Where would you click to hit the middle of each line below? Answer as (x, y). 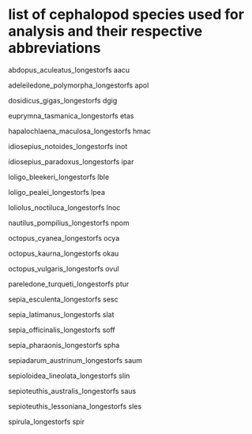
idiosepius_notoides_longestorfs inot (68, 146)
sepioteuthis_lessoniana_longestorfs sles (75, 406)
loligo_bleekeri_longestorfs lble (59, 177)
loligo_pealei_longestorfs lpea (56, 192)
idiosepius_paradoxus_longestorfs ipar (71, 161)
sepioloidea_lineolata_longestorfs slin (69, 376)
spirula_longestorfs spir (47, 421)
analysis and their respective (105, 31)
